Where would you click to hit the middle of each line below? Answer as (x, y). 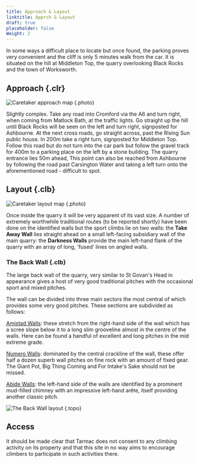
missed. (16, 373)
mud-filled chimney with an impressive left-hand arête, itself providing (92, 391)
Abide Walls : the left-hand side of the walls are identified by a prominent (94, 384)
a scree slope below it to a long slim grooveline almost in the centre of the (96, 329)
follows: (16, 312)
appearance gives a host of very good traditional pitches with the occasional (100, 281)
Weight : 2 (18, 34)
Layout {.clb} (31, 190)
